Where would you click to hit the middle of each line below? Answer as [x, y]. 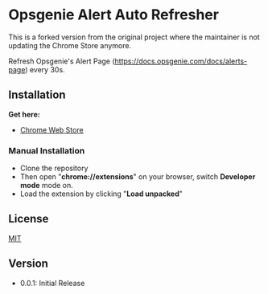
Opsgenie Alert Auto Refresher [114, 15]
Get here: [24, 114]
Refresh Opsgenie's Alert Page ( [62, 61]
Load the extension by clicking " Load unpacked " [101, 194]
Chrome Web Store [52, 129]
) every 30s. [45, 69]
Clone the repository [54, 168]
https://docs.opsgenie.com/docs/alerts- [181, 61]
